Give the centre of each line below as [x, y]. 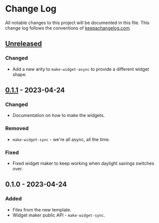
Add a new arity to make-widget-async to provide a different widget [81, 69]
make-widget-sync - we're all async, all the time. [61, 139]
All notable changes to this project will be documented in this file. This [77, 23]
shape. [19, 74]
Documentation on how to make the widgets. [58, 116]
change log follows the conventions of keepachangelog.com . [68, 28]
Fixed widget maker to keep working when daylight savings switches [83, 163]
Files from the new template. [42, 209]
